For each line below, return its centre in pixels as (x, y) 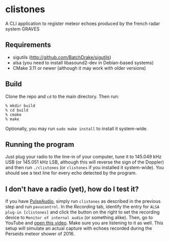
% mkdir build (20, 105)
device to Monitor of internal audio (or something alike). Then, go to (79, 218)
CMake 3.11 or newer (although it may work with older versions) (79, 68)
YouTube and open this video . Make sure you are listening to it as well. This (84, 223)
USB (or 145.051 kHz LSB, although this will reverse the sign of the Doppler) (85, 162)
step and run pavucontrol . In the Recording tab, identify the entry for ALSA (82, 207)
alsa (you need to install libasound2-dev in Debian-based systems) (83, 63)
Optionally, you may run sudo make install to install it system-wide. (77, 128)
